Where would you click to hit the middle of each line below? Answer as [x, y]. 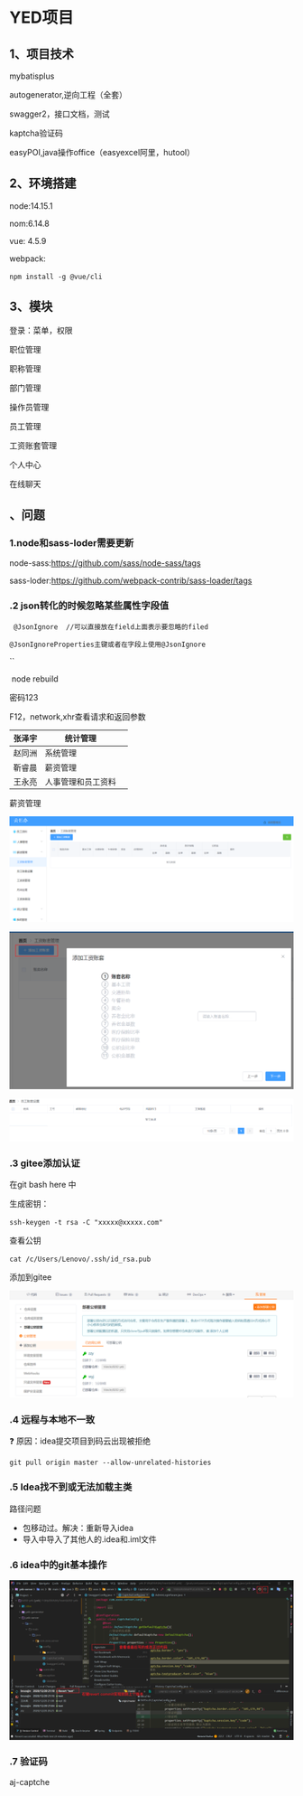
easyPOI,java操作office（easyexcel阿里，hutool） [102, 152]
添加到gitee [31, 1277]
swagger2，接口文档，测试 [60, 114]
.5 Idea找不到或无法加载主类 [71, 1487]
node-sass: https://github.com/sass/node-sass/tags [105, 563]
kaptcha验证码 [36, 133]
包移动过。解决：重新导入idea [78, 1528]
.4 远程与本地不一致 [52, 1420]
